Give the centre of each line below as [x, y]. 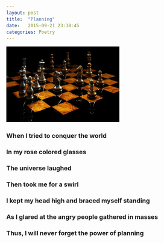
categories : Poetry [31, 32]
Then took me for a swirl [43, 184]
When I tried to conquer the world [57, 136]
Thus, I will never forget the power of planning [75, 233]
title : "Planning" [31, 19]
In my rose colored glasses [46, 152]
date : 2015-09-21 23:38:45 [43, 25]
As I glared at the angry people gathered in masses [82, 216]
